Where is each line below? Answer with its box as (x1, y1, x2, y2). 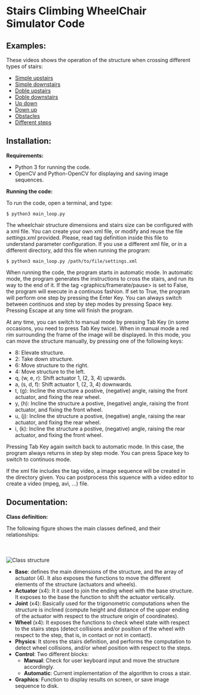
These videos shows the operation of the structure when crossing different (6, 57, 191, 63)
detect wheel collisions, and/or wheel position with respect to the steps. (14, 644, 192, 651)
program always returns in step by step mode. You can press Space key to (6, 449, 189, 456)
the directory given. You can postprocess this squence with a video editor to (6, 473, 194, 481)
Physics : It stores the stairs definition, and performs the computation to (14, 638, 191, 645)
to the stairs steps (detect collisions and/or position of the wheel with (14, 625, 185, 632)
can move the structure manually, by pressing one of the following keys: (6, 337, 183, 345)
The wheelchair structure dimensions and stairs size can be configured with (6, 221, 193, 228)
